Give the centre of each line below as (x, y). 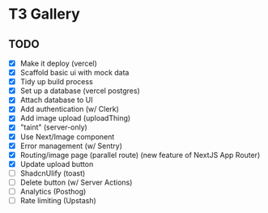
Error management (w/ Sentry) (71, 146)
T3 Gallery (45, 14)
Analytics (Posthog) (53, 191)
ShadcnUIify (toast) (53, 173)
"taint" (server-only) (53, 127)
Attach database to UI (56, 100)
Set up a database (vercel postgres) (80, 91)
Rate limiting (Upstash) (58, 200)
